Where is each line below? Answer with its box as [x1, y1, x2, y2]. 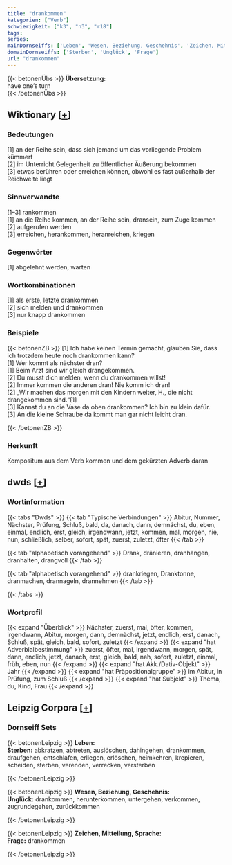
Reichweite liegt [7, 175, 53, 184]
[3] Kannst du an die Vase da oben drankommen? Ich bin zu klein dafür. [7, 402, 211, 411]
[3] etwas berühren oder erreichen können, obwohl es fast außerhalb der [7, 168, 215, 176]
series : [7, 36, 30, 43]
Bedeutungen [7, 130, 54, 139]
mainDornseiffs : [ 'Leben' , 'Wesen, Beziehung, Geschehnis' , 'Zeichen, [7, 42, 215, 49]
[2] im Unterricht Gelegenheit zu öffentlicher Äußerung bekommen [7, 160, 197, 168]
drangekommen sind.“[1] [7, 395, 77, 404]
